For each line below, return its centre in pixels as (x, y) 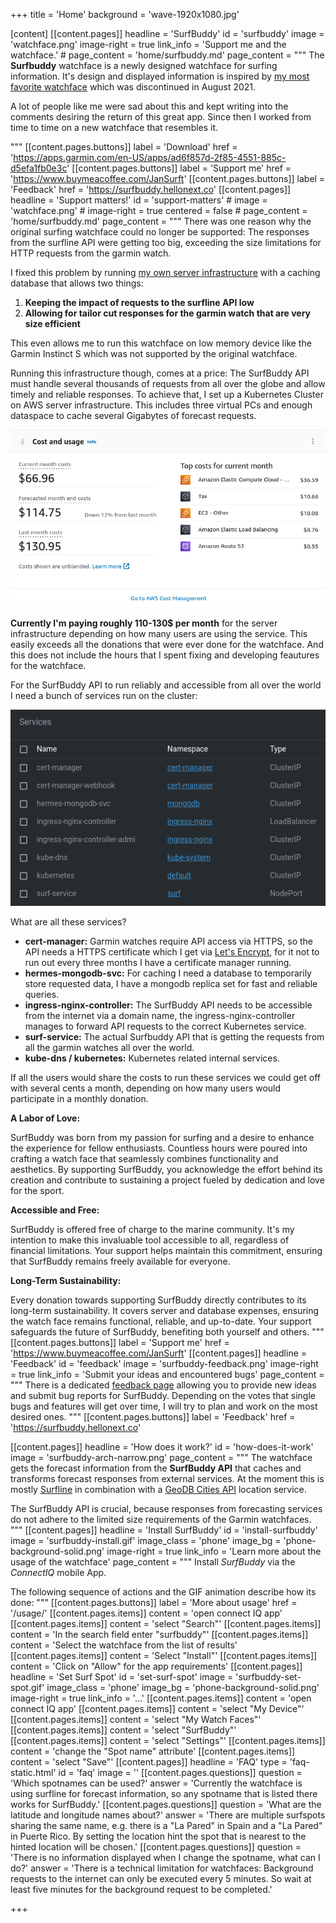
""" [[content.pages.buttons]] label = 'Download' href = (124, 147)
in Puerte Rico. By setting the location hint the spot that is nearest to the (158, 1836)
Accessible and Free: (55, 1210)
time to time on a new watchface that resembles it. (114, 127)
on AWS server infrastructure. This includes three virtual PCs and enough (161, 405)
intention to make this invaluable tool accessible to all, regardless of (150, 1240)
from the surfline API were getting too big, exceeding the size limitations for (166, 242)
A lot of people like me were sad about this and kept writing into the (149, 106)
